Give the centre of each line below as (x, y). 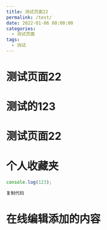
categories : (21, 29)
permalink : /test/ (29, 17)
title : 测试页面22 (27, 12)
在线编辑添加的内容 (53, 219)
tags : (13, 40)
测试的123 (31, 107)
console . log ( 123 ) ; (29, 183)
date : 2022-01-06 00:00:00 (40, 23)
